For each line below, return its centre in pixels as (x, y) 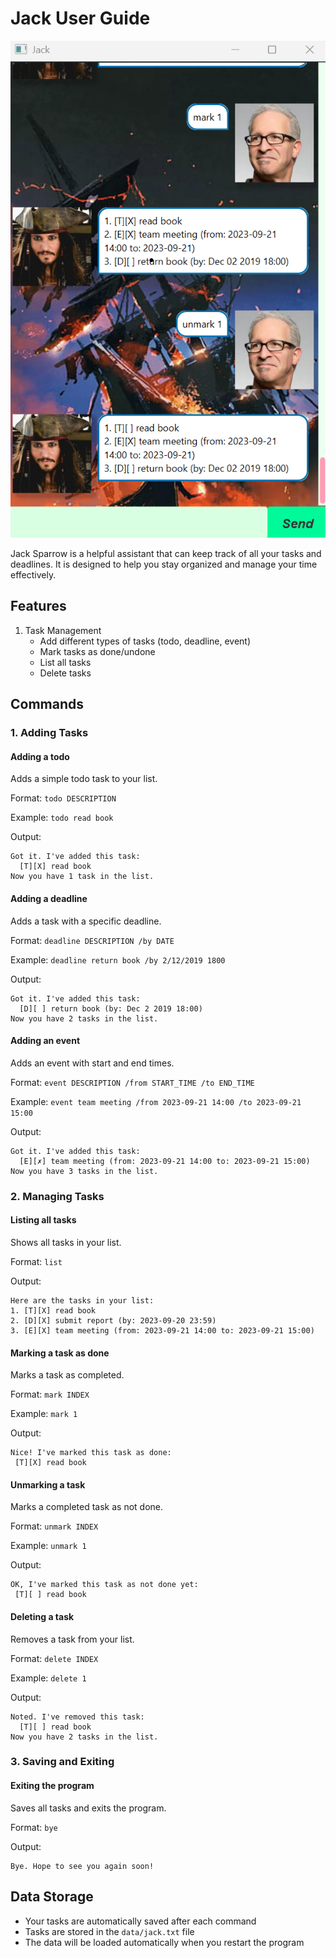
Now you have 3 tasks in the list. (84, 1171)
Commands (47, 704)
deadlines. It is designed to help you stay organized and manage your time (164, 564)
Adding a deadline (49, 899)
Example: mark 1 (44, 1414)
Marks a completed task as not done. (87, 1507)
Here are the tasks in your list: (82, 1300)
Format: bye (34, 1827)
